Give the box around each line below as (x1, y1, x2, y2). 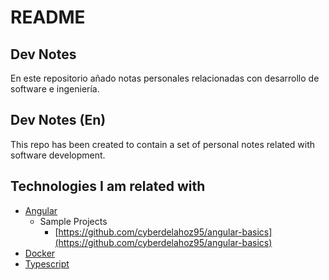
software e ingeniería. (10, 83, 100, 95)
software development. (10, 149, 106, 161)
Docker (24, 247, 56, 259)
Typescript (24, 257, 70, 270)
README (10, 6, 86, 29)
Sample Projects (39, 215, 108, 227)
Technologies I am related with (10, 178, 206, 195)
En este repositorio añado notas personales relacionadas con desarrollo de (10, 72, 320, 84)
